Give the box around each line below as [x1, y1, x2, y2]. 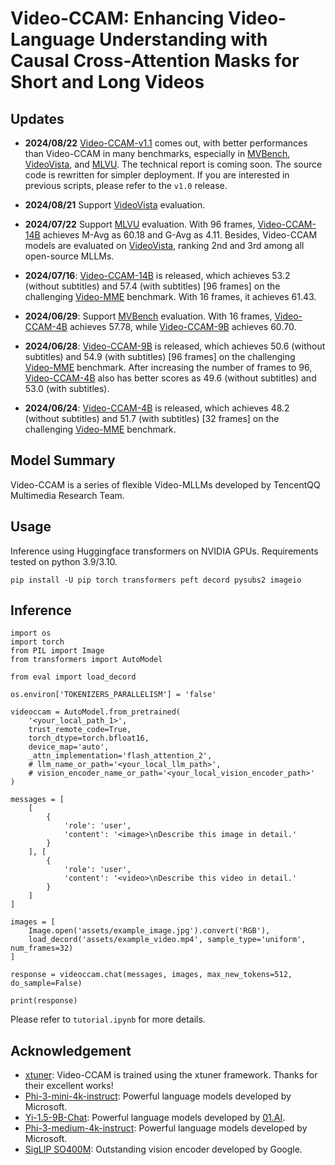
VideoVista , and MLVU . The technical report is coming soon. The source [24, 158, 323, 170]
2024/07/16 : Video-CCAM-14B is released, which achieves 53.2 [24, 270, 291, 281]
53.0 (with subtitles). [24, 383, 110, 394]
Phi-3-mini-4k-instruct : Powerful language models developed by [24, 1090, 292, 1102]
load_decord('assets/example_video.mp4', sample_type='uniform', [28, 935, 307, 945]
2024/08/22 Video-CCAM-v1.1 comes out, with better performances [24, 137, 308, 149]
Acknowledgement [10, 1042, 132, 1059]
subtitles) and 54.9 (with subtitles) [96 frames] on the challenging [24, 351, 296, 362]
